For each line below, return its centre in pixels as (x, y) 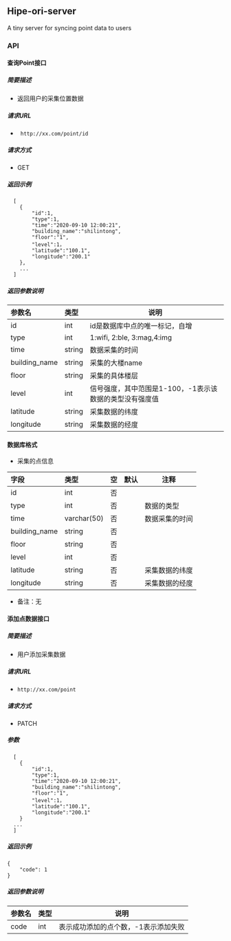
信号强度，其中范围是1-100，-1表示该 (154, 389)
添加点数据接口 (28, 619)
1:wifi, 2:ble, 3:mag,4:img (131, 337)
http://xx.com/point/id (54, 134)
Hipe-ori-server (42, 11)
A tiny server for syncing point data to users (69, 27)
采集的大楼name (116, 363)
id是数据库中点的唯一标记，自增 (141, 326)
